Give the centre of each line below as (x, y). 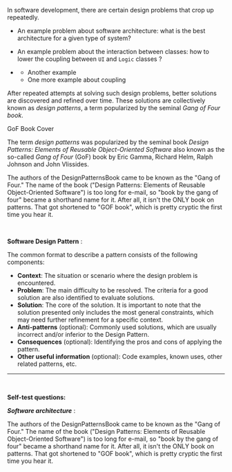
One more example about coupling (77, 80)
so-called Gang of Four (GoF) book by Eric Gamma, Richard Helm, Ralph (110, 157)
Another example (52, 72)
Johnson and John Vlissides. (48, 164)
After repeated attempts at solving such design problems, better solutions (112, 93)
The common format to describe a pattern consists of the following (103, 255)
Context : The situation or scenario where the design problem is (107, 276)
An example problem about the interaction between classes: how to (113, 52)
